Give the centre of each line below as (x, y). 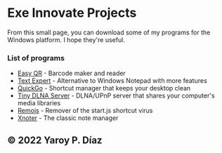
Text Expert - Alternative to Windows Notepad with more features (112, 81)
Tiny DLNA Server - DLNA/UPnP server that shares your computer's (116, 95)
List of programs (36, 58)
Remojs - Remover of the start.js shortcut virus (85, 111)
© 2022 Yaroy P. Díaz (55, 140)
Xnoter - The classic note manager (68, 118)
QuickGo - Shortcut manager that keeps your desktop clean (104, 88)
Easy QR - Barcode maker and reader (72, 73)
